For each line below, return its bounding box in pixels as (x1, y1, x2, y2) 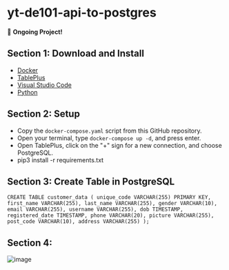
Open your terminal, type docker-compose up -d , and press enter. (17, 133, 201, 142)
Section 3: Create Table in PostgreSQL (7, 175, 175, 187)
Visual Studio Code (17, 81, 72, 89)
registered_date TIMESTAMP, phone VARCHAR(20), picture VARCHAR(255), (7, 212, 215, 219)
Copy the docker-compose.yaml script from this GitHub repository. (17, 126, 202, 135)
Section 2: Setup (7, 108, 81, 120)
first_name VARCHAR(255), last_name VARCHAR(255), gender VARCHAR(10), (7, 200, 217, 207)
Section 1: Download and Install (7, 48, 145, 59)
